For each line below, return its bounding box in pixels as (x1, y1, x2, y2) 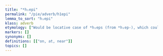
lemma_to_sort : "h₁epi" (5, 16, 53, 21)
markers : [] (5, 30, 29, 35)
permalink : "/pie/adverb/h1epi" (5, 12, 70, 17)
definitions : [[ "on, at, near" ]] (5, 39, 73, 44)
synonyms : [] (5, 35, 32, 39)
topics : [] (5, 43, 27, 48)
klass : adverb (5, 20, 34, 26)
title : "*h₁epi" (5, 7, 38, 12)
